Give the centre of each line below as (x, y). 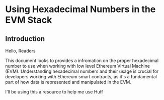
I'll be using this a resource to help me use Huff (54, 92)
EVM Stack (29, 20)
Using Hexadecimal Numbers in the (80, 9)
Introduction (25, 39)
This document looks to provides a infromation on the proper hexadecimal (82, 61)
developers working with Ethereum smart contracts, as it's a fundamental (81, 77)
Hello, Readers (21, 51)
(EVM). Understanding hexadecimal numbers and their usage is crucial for (82, 71)
